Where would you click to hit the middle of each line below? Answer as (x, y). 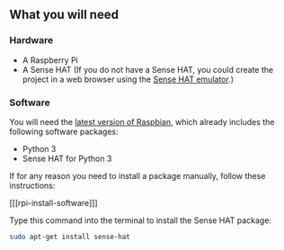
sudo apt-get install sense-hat (70, 237)
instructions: (32, 185)
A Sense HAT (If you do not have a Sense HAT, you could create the (148, 69)
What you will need (64, 15)
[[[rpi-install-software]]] (53, 202)
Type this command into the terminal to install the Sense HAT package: (141, 220)
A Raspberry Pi (50, 60)
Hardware (31, 40)
